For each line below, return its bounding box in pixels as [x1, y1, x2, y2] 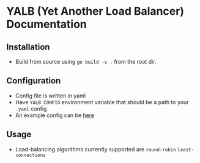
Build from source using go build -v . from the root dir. [15, 58, 157, 65]
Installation [6, 42, 50, 52]
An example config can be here [15, 112, 95, 119]
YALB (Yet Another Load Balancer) [6, 4, 185, 18]
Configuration [6, 75, 61, 86]
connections [15, 152, 46, 158]
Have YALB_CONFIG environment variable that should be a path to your [15, 98, 189, 105]
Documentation [6, 17, 87, 31]
